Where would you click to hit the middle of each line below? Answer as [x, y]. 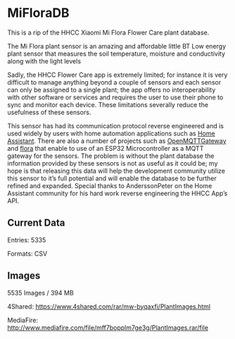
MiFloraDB [38, 13]
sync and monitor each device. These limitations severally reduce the [108, 104]
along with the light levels [44, 61]
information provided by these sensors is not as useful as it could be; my [113, 163]
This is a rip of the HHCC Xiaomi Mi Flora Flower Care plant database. [108, 32]
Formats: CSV [27, 253]
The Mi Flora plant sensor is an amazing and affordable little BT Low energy [117, 46]
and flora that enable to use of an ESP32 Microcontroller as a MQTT [106, 148]
